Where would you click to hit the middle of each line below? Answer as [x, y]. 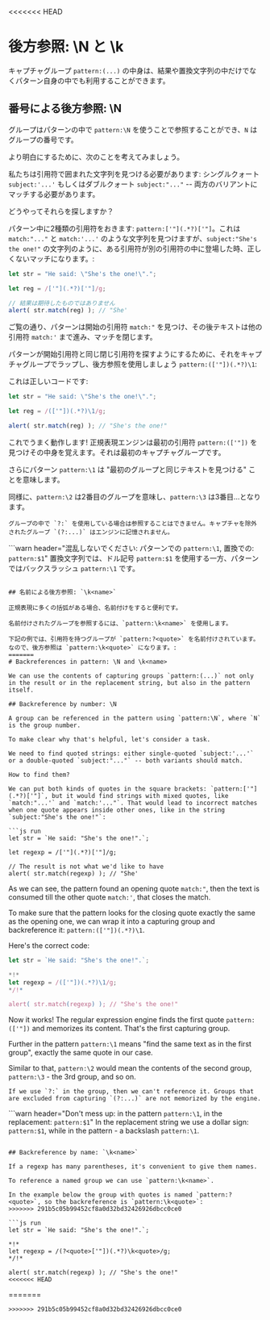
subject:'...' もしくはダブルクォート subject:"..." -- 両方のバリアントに [133, 184]
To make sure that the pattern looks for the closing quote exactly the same [132, 913]
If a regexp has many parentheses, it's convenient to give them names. [133, 1167]
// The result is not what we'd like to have [86, 867]
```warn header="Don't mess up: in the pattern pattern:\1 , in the [116, 1113]
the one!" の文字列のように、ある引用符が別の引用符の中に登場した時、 [128, 249]
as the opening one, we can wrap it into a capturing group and [112, 921]
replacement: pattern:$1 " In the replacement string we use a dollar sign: [129, 1122]
